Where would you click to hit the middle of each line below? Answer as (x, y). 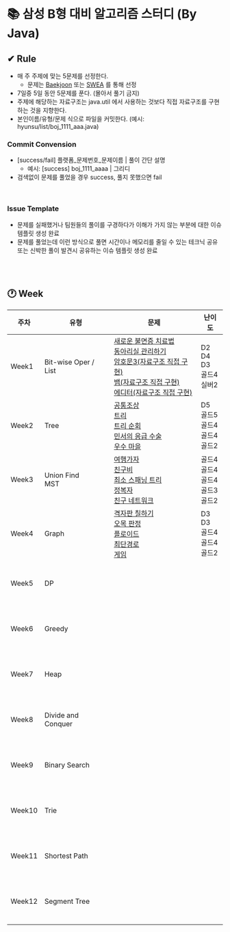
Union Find (62, 475)
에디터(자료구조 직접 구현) (153, 393)
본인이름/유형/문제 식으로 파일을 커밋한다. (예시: (81, 119)
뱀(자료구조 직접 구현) (147, 383)
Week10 (24, 811)
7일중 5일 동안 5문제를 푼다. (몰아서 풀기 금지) (78, 93)
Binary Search (67, 765)
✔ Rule (22, 59)
